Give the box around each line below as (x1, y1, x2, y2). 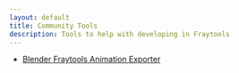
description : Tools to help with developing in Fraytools (9, 29, 230, 38)
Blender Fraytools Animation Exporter (21, 54, 161, 65)
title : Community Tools (9, 21, 98, 30)
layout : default (9, 12, 70, 22)
